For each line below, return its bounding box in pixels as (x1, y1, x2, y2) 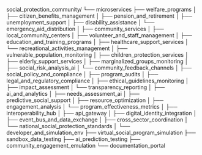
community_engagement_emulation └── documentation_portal (6, 142, 165, 149)
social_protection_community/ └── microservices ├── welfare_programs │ (6, 6, 197, 13)
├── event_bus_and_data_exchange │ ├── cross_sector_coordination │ (6, 116, 189, 123)
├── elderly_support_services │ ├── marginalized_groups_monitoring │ (6, 58, 189, 65)
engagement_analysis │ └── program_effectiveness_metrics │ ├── (6, 103, 178, 110)
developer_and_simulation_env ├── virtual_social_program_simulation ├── (6, 129, 196, 136)
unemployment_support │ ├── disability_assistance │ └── (6, 19, 155, 26)
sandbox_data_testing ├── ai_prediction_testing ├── (6, 135, 141, 143)
